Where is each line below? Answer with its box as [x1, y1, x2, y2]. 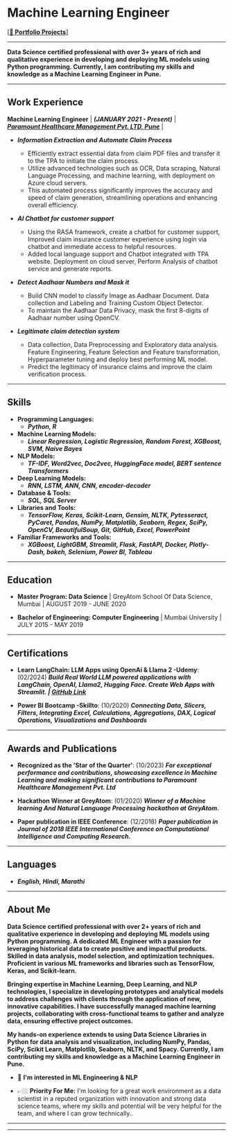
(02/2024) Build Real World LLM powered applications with [17, 673, 191, 681]
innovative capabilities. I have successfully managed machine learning [7, 1002, 216, 1010]
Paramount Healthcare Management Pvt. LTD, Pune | [7, 122, 164, 130]
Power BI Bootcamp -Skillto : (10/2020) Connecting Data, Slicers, [17, 701, 207, 710]
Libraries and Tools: [17, 503, 76, 511]
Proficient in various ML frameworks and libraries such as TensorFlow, [7, 959, 215, 967]
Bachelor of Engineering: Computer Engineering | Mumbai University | [17, 613, 222, 622]
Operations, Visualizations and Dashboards [17, 716, 148, 724]
